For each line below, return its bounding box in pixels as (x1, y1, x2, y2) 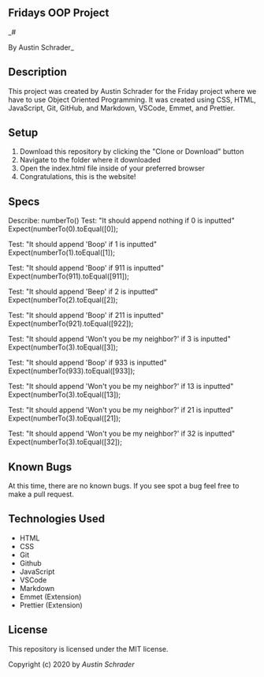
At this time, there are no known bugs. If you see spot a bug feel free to (8, 481, 240, 491)
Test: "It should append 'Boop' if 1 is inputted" (8, 240, 158, 249)
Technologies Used (8, 512, 105, 526)
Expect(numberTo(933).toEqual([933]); (8, 366, 136, 376)
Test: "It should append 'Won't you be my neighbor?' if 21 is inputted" (8, 406, 234, 415)
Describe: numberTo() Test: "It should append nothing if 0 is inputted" (8, 216, 235, 226)
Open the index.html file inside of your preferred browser (19, 163, 205, 173)
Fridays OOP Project (8, 6, 110, 20)
